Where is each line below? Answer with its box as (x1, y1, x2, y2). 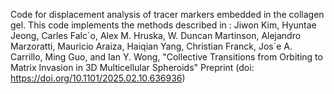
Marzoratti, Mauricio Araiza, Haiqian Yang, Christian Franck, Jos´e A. (10, 40, 293, 52)
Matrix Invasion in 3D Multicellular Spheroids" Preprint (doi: (10, 62, 255, 73)
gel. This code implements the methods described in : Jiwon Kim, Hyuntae (10, 19, 317, 31)
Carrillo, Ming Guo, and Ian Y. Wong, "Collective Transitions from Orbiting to (10, 51, 323, 63)
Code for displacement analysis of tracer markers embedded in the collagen (10, 9, 325, 20)
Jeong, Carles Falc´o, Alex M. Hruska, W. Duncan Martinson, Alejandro (10, 30, 302, 41)
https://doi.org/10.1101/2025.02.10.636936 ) (10, 72, 186, 84)
